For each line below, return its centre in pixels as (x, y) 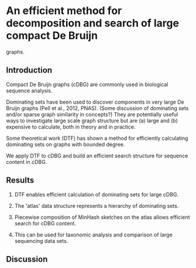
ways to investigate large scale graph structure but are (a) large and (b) (92, 121)
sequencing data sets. (41, 240)
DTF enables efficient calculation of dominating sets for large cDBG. (97, 194)
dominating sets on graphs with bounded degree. (66, 144)
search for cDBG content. (45, 223)
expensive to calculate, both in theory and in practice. (71, 126)
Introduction (29, 71)
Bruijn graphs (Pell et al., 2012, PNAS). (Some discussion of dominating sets (97, 108)
